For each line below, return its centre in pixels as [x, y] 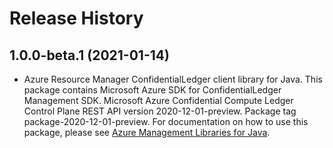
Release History [76, 18]
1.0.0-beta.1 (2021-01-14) [89, 55]
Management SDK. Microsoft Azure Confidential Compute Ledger [158, 100]
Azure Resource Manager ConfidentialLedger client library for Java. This [173, 79]
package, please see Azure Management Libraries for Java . [147, 132]
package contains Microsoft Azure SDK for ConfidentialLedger [152, 90]
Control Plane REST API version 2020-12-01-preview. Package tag [160, 111]
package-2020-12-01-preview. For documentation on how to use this [166, 121]
